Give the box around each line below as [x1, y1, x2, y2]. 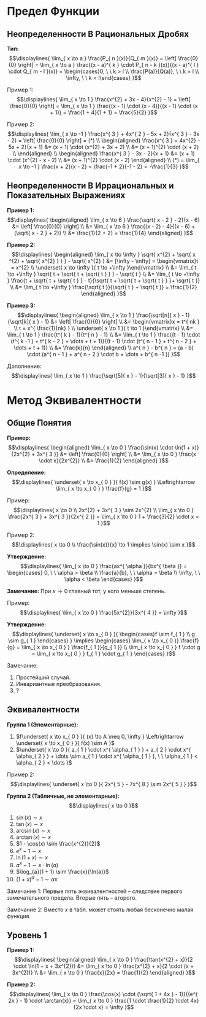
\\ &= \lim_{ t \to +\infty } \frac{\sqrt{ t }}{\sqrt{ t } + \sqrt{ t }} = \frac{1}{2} [10, 283, 197, 290]
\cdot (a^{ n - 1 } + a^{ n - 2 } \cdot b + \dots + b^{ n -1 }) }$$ [26, 350, 181, 357]
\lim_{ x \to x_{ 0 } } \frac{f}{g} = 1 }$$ [55, 485, 152, 492]
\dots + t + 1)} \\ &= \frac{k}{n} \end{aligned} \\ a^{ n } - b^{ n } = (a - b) [13, 344, 194, 351]
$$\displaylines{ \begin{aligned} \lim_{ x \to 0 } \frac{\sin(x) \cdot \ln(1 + [8, 443, 191, 451]
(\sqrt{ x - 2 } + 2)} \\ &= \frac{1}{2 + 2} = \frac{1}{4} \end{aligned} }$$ [13, 229, 194, 236]
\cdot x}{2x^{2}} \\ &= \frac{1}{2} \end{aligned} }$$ [38, 456, 169, 464]
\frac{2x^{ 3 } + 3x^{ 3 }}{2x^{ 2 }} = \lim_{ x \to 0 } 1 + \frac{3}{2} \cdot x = [8, 513, 199, 520]
